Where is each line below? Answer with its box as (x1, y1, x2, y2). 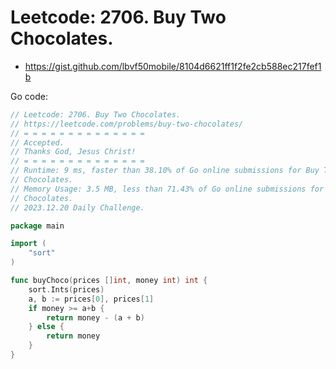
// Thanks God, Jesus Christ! (10, 147, 137, 157)
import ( (10, 239, 47, 249)
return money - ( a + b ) (46, 312, 145, 323)
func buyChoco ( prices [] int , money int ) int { (10, 276, 208, 286)
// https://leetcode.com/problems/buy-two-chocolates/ (10, 119, 244, 129)
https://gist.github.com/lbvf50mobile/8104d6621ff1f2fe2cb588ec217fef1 (24, 60, 322, 72)
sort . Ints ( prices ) (28, 284, 105, 295)
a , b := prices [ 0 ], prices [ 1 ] (28, 294, 155, 304)
